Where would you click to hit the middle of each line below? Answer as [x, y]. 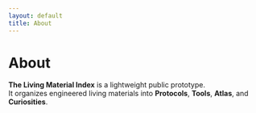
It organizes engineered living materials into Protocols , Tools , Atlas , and [128, 94]
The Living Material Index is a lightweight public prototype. [107, 85]
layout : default [35, 16]
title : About [30, 23]
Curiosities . [28, 102]
